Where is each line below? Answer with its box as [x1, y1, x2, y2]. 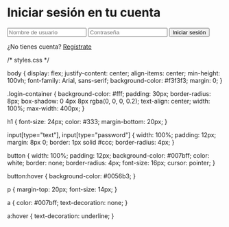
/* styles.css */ [7, 56, 49, 64]
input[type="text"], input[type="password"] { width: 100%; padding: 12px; [7, 130, 217, 139]
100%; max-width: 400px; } [7, 104, 85, 112]
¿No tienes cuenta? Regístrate [7, 43, 92, 51]
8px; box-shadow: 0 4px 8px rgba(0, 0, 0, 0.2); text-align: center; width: [7, 97, 210, 105]
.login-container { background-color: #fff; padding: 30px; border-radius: [7, 89, 211, 97]
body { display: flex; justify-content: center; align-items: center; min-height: [7, 69, 221, 77]
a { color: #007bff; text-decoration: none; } [7, 198, 128, 206]
